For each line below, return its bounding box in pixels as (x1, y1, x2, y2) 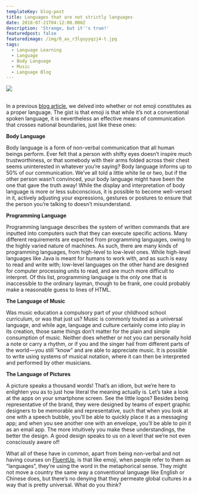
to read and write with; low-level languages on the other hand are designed (6, 261, 189, 269)
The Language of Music (6, 297, 65, 305)
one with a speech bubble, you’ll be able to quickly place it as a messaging (6, 414, 188, 421)
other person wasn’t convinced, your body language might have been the (6, 175, 184, 183)
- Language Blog (11, 69, 51, 75)
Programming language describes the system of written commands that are (6, 224, 190, 231)
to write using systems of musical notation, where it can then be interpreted (6, 353, 190, 360)
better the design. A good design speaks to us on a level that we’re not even (6, 432, 191, 440)
